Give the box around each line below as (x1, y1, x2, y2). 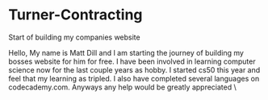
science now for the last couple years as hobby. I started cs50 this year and (8, 65, 261, 74)
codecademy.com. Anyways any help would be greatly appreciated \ (8, 82, 237, 92)
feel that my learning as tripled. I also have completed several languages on (8, 73, 260, 83)
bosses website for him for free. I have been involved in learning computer (8, 56, 256, 66)
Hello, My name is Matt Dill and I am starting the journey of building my (8, 48, 245, 57)
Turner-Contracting (8, 6, 143, 24)
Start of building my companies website (8, 32, 140, 42)
